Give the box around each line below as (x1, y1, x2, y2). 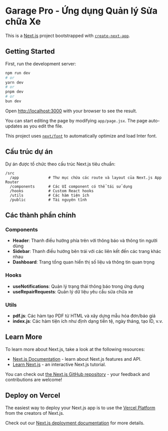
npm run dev (5, 70, 30, 75)
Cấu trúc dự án (5, 147, 53, 156)
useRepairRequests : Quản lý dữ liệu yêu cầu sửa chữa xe (12, 288, 133, 294)
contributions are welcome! (5, 376, 62, 382)
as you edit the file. (23, 123, 63, 129)
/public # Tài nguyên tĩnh (10, 197, 87, 202)
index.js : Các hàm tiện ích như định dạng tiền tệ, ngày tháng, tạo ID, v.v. (12, 318, 163, 324)
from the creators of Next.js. (5, 410, 64, 416)
